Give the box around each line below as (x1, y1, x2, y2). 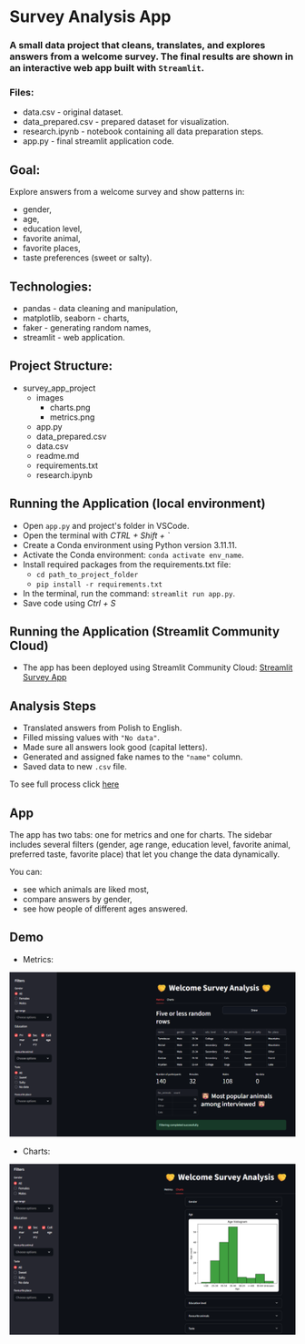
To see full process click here (9, 779, 120, 789)
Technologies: (9, 279, 93, 294)
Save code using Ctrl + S (22, 597, 116, 608)
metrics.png (49, 412, 95, 423)
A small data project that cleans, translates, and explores (9, 39, 266, 52)
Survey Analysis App (9, 6, 172, 27)
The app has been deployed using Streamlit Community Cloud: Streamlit (22, 662, 293, 673)
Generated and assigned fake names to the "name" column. (22, 751, 243, 762)
